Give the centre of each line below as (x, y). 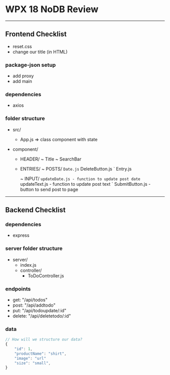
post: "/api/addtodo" (34, 305)
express (21, 235)
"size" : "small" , (33, 363)
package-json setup (31, 65)
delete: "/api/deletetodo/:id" (42, 316)
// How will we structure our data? (44, 340)
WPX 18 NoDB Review (52, 9)
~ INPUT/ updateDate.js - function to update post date (80, 179)
